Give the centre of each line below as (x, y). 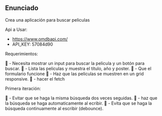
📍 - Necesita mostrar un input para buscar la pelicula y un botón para (75, 63)
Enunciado (22, 8)
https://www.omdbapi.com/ (40, 39)
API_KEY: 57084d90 (33, 44)
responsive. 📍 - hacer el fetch (35, 79)
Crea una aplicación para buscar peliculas (47, 20)
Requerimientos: (22, 54)
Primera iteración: (23, 88)
